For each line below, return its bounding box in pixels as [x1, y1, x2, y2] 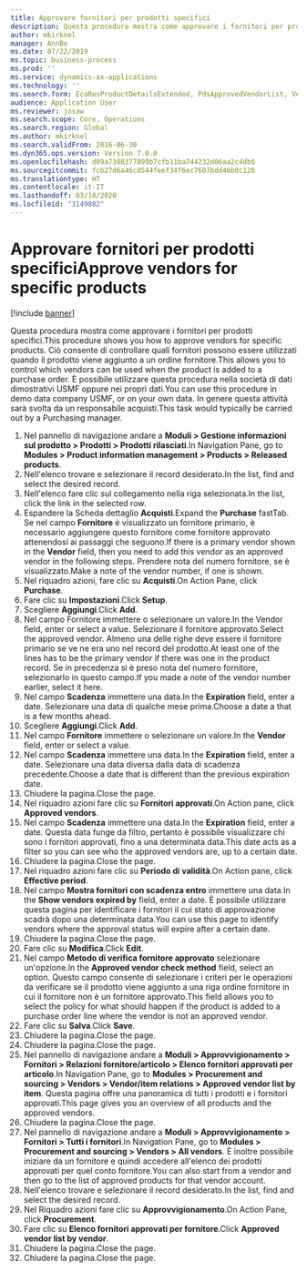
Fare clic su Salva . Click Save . [23, 1020, 136, 1031]
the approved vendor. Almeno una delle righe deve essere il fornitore [23, 633, 281, 644]
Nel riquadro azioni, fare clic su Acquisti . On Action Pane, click [23, 575, 258, 585]
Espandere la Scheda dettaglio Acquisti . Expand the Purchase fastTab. [23, 507, 290, 518]
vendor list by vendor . [23, 1233, 108, 1244]
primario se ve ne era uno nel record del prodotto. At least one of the [23, 643, 281, 654]
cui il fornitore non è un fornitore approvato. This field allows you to [23, 991, 274, 1002]
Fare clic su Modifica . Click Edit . [23, 942, 144, 953]
